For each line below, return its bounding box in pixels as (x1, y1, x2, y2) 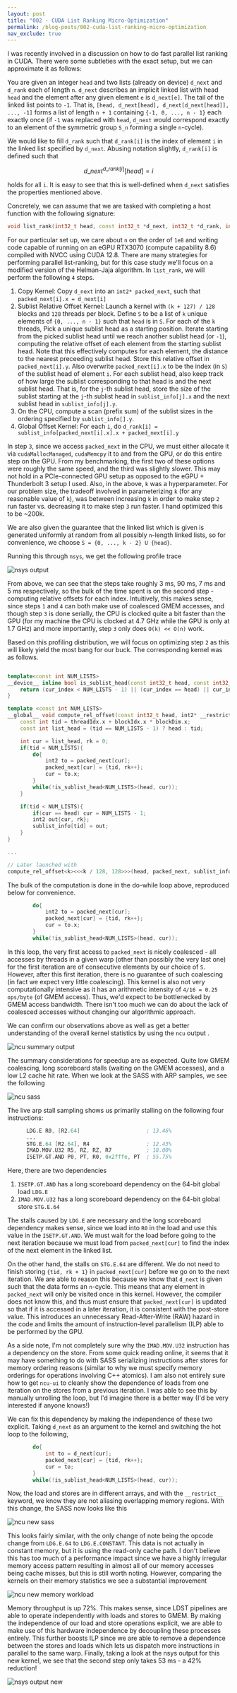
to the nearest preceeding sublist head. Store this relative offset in (17, 354, 210, 362)
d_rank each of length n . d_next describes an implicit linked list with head (7, 85, 219, 94)
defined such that (7, 152, 59, 160)
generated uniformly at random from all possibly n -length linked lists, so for (7, 531, 226, 539)
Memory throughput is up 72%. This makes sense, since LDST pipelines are (7, 1604, 228, 1612)
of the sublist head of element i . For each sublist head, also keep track (17, 369, 224, 378)
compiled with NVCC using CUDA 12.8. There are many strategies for (7, 250, 208, 259)
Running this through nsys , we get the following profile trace (7, 552, 182, 560)
